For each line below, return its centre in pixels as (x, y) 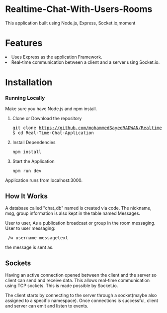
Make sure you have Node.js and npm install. (51, 109)
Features (24, 43)
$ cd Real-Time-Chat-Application (53, 133)
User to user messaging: (30, 228)
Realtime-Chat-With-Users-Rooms (79, 9)
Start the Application (33, 161)
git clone (24, 128)
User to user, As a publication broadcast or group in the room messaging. (80, 223)
